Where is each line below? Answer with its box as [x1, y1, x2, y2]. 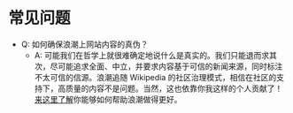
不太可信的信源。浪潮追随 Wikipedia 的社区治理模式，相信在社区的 [34, 72, 277, 82]
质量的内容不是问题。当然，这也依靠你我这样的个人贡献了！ [65, 83, 283, 94]
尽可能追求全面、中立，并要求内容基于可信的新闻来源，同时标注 [50, 61, 283, 72]
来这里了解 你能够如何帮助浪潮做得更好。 [34, 94, 182, 104]
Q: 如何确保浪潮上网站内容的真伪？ [20, 39, 149, 49]
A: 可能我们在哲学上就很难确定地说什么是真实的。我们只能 [34, 49, 247, 60]
